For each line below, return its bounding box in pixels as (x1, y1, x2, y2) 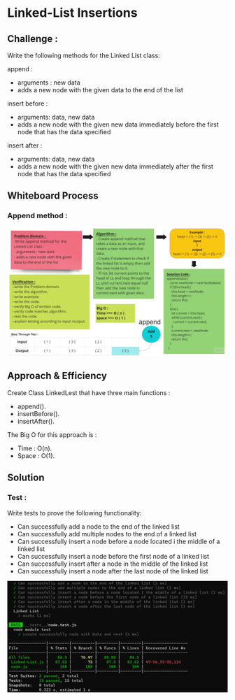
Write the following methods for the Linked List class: (7, 51, 161, 59)
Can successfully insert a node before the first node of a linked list (17, 552, 210, 560)
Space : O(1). (17, 451, 55, 459)
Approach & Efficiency (7, 370, 107, 382)
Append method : (7, 211, 68, 221)
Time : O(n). (17, 444, 52, 452)
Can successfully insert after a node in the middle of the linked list (17, 559, 208, 568)
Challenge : (7, 33, 58, 45)
